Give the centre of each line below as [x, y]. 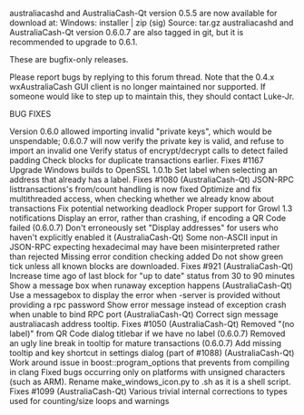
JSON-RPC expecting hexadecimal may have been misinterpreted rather [145, 247]
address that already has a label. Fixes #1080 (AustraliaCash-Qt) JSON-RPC [152, 179]
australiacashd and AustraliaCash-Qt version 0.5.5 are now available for [143, 13]
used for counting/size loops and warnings [89, 401]
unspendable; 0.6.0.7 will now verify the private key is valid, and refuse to [147, 141]
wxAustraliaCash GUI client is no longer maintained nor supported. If [137, 87]
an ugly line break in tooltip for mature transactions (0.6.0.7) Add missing [146, 343]
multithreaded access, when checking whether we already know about [142, 199]
